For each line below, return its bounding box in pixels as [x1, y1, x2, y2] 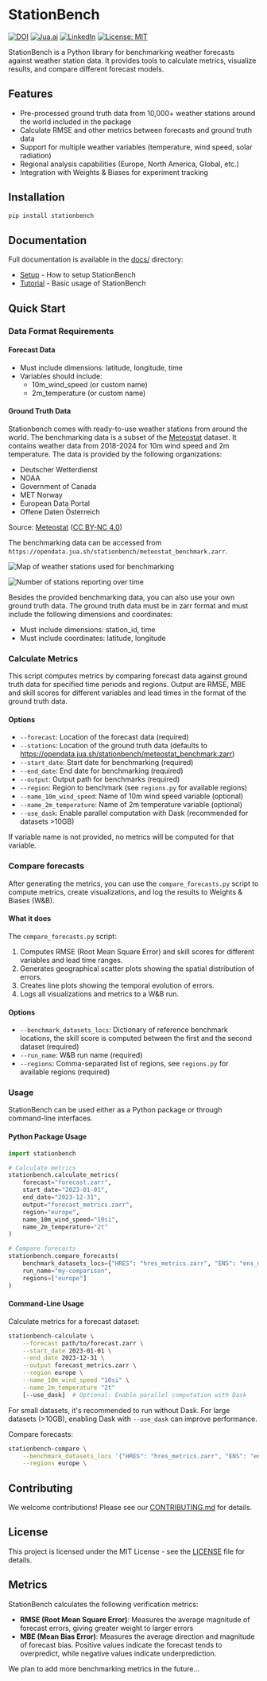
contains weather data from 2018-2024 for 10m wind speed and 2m [8, 441, 230, 450]
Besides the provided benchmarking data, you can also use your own [8, 592, 235, 602]
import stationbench [8, 1149, 77, 1158]
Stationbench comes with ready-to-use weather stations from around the [8, 424, 248, 433]
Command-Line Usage [8, 1299, 85, 1309]
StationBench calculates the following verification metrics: [8, 1599, 199, 1609]
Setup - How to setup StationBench [19, 270, 137, 280]
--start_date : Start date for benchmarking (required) [19, 758, 194, 767]
